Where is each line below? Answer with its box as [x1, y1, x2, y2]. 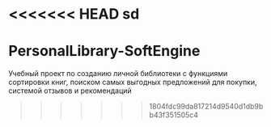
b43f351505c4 [149, 110, 199, 120]
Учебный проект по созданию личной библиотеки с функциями [8, 69, 228, 78]
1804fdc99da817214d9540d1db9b [149, 102, 264, 112]
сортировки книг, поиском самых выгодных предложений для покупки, [8, 78, 257, 87]
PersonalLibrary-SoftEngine [8, 42, 201, 61]
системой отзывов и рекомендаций [8, 86, 132, 95]
